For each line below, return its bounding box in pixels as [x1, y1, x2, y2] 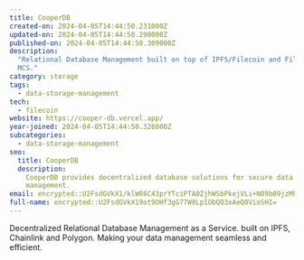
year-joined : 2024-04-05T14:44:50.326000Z [9, 123, 172, 132]
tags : [9, 80, 30, 89]
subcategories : [9, 131, 67, 140]
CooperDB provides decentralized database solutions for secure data [25, 172, 294, 181]
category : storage [9, 72, 79, 81]
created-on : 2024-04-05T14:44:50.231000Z [9, 22, 168, 31]
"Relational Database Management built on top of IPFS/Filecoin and [17, 55, 281, 64]
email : [9, 190, 34, 199]
